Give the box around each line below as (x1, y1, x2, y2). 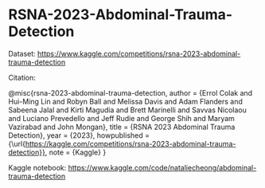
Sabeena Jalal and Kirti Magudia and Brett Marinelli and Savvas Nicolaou (8, 105, 247, 115)
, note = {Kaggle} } (45, 147, 107, 157)
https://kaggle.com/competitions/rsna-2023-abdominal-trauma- (25, 139, 236, 148)
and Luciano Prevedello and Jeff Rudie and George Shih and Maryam (8, 113, 235, 123)
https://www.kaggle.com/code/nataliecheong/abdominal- (68, 163, 257, 172)
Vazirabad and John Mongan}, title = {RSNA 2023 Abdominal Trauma (8, 122, 236, 131)
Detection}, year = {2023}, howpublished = (8, 130, 150, 140)
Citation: (8, 72, 36, 82)
